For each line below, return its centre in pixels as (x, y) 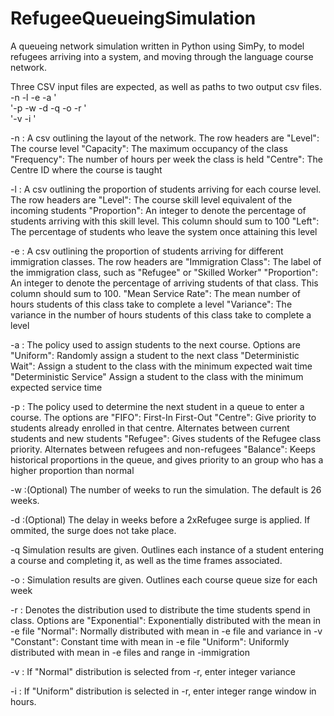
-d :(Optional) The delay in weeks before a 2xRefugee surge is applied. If (160, 519)
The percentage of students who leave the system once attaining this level (164, 231)
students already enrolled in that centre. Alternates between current (150, 428)
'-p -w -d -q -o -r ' (48, 108)
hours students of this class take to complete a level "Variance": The (151, 304)
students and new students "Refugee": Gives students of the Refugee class (166, 438)
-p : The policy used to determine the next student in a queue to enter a (157, 406)
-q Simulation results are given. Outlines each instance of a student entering (167, 549)
